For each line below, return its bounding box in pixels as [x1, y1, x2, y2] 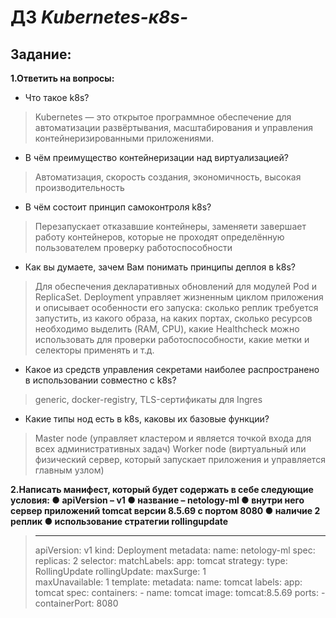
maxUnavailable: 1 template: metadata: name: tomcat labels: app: [34, 576, 303, 588]
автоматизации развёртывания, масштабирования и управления [34, 122, 314, 133]
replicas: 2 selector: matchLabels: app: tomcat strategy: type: [34, 555, 288, 566]
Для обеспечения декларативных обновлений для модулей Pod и [34, 281, 317, 292]
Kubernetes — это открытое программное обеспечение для [34, 111, 292, 123]
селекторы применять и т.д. [34, 344, 155, 356]
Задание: [10, 46, 72, 63]
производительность [34, 182, 125, 193]
